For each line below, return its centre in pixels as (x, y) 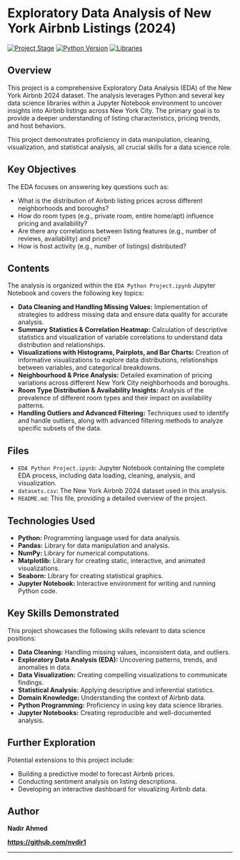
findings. (31, 682)
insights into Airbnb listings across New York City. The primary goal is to (114, 110)
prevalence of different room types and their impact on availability (115, 398)
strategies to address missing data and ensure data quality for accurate (123, 315)
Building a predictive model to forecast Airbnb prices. (96, 774)
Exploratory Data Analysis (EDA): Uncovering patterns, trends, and (117, 659)
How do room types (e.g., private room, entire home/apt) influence (116, 216)
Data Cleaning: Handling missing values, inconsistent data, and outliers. (124, 652)
